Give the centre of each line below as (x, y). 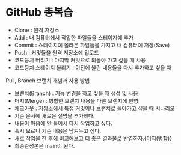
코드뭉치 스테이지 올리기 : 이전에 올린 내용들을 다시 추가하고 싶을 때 (93, 67)
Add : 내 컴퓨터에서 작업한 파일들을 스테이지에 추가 (74, 37)
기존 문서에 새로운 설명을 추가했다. (54, 115)
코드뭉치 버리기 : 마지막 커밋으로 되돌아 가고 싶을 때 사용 (80, 60)
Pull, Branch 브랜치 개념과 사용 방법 (48, 80)
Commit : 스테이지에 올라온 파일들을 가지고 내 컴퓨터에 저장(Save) (92, 45)
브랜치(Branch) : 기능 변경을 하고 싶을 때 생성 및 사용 (76, 93)
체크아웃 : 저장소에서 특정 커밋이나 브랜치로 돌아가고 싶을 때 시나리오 (94, 108)
